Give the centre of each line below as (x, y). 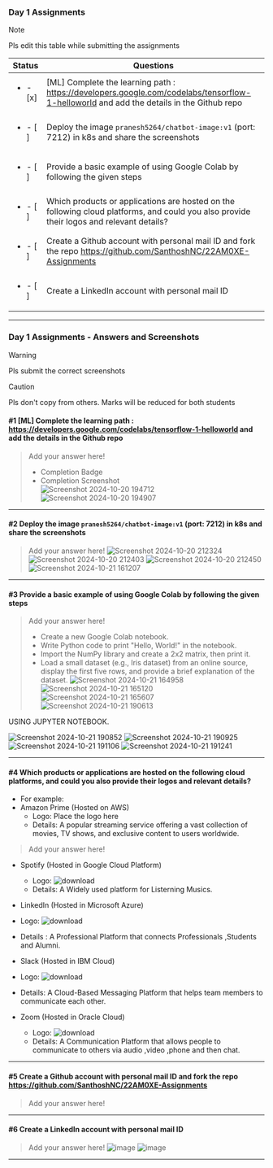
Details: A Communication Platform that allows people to (126, 1042)
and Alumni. (40, 945)
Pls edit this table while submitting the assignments (94, 46)
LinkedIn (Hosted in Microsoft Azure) (82, 905)
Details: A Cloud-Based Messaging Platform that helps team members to (141, 993)
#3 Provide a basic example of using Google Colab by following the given (134, 594)
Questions (154, 66)
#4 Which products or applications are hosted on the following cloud (127, 772)
